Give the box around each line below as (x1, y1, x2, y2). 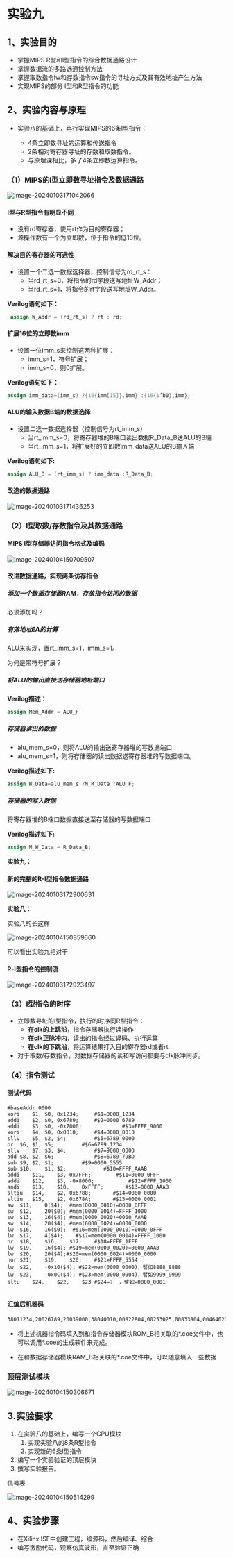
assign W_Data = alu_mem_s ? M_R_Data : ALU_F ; (7, 780, 135, 788)
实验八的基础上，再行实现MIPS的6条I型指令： (17, 124, 148, 132)
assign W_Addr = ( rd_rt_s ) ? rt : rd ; (10, 313, 123, 320)
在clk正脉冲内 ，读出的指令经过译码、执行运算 (27, 1034, 158, 1042)
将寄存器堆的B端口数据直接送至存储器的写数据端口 (7, 815, 151, 823)
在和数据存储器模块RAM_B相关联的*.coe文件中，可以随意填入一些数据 (17, 1352, 217, 1361)
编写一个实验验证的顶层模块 (17, 1455, 97, 1464)
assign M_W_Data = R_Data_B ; (7, 844, 92, 851)
